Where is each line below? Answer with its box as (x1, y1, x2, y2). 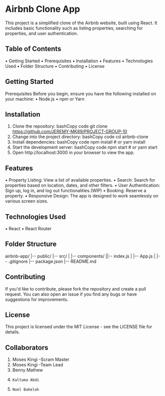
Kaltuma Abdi (12, 378, 40, 383)
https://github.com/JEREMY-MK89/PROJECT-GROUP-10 (12, 129, 127, 135)
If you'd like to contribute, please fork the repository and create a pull (5, 286, 146, 292)
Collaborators (5, 343, 48, 352)
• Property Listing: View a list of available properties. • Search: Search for (5, 177, 156, 183)
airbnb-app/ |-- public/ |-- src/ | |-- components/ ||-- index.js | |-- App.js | (5, 253, 156, 259)
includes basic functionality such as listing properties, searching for (5, 25, 143, 31)
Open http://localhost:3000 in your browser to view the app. (12, 149, 135, 155)
